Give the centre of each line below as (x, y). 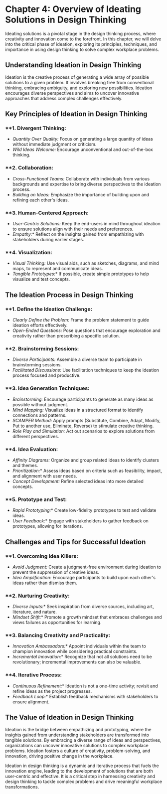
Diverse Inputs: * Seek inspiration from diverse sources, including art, (83, 607)
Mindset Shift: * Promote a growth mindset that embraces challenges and (87, 617)
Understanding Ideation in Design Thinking (73, 65)
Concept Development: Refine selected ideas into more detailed (78, 481)
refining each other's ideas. (41, 200)
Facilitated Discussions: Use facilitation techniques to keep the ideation (86, 370)
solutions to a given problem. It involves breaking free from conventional (80, 82)
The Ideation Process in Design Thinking (69, 295)
